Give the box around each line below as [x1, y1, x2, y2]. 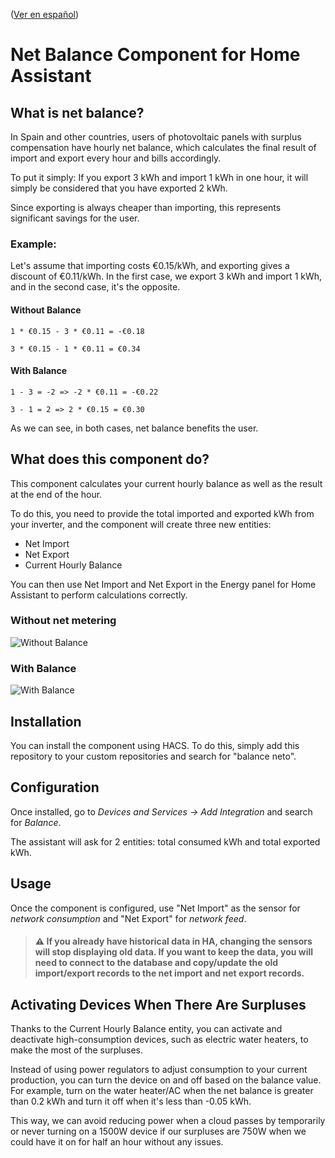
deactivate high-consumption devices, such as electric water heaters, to [10, 1033, 309, 1045]
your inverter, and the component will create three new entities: [10, 518, 272, 530]
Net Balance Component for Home [10, 44, 301, 66]
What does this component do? [10, 451, 210, 468]
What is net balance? [10, 104, 145, 121]
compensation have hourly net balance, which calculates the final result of [10, 142, 317, 153]
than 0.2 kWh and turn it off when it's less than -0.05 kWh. [10, 1095, 252, 1107]
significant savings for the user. [10, 212, 140, 224]
